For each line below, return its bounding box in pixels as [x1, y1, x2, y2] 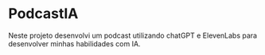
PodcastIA [8, 5, 79, 23]
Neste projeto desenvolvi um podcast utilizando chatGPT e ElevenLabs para [8, 31, 257, 40]
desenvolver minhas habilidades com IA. [8, 38, 141, 48]
